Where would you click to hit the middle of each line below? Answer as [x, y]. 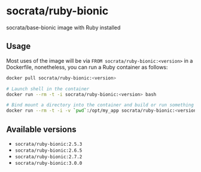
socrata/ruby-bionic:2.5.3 [48, 144]
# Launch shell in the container [48, 89]
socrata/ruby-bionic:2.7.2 [48, 156]
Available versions [41, 129]
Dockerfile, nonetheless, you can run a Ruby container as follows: [87, 67]
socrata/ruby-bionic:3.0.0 [48, 163]
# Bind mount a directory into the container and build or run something [100, 105]
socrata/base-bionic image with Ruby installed [63, 27]
